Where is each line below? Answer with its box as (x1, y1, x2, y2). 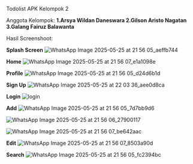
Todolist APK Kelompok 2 (6, 5, 69, 12)
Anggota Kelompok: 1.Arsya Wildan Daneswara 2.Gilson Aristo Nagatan (6, 17, 187, 23)
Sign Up (6, 81, 26, 88)
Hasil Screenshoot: (6, 35, 53, 41)
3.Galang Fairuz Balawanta (6, 23, 75, 30)
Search (6, 151, 25, 158)
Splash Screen (6, 46, 43, 53)
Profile (6, 70, 23, 77)
